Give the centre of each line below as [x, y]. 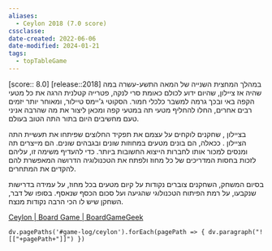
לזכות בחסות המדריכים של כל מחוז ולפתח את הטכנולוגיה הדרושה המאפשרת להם [132, 160]
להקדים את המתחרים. [42, 168]
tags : [17, 53]
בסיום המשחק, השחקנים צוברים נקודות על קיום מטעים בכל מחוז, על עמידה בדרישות [136, 184]
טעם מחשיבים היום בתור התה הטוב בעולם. [74, 118]
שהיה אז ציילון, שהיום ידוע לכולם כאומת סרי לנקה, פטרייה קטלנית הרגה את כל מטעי [135, 92]
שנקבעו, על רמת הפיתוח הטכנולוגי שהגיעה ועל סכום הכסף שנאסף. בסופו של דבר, [132, 193]
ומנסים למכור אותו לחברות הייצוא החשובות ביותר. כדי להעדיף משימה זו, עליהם [128, 151]
